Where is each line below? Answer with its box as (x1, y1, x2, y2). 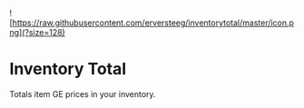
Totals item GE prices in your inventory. (9, 88, 156, 99)
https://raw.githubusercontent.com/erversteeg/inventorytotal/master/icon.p (12, 17, 295, 28)
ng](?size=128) (9, 27, 65, 37)
